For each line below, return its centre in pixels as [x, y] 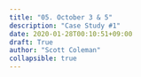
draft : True [31, 42]
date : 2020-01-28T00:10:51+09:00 [71, 34]
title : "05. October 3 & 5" [61, 17]
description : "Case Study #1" [65, 26]
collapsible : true [43, 58]
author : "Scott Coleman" [55, 50]
